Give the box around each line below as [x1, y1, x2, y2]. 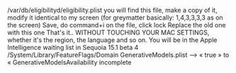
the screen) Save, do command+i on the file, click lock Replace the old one [7, 21, 226, 29]
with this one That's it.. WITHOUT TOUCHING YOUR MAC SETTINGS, [7, 28, 210, 36]
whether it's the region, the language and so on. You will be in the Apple [7, 36, 218, 44]
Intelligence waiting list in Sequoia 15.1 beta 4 [7, 44, 139, 51]
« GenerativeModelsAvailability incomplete [7, 58, 133, 66]
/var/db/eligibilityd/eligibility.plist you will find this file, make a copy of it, [7, 6, 218, 14]
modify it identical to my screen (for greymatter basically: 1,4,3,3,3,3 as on [7, 13, 223, 22]
